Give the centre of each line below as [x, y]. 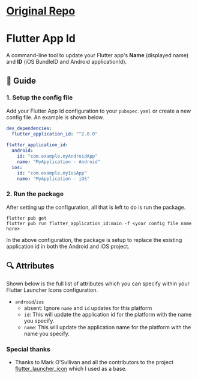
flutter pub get [26, 218]
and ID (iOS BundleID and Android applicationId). [67, 62]
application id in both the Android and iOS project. [68, 246]
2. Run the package [35, 194]
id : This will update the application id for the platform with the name [108, 314]
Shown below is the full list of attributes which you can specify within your [98, 283]
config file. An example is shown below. [55, 117]
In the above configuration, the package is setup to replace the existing [94, 240]
